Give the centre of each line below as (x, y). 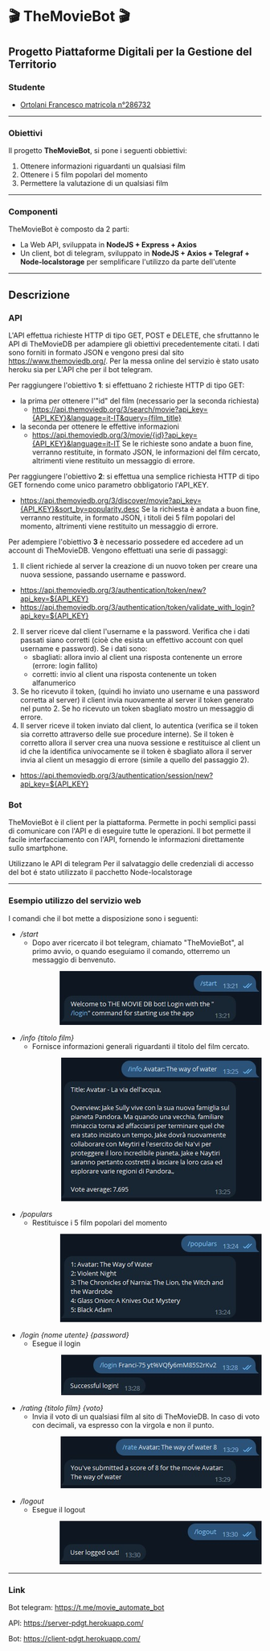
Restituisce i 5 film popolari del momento (99, 1222)
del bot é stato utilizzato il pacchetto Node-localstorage (100, 873)
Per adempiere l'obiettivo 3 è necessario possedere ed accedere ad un (126, 542)
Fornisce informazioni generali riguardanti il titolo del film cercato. (141, 1046)
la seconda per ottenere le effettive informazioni (99, 427)
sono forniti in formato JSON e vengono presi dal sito (96, 353)
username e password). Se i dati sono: (84, 649)
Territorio (33, 64)
